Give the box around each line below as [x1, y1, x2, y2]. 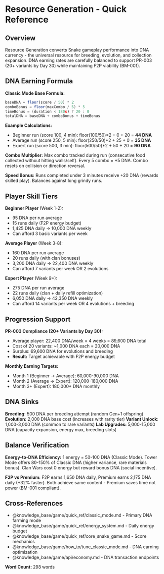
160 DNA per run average [12, 250, 64, 256]
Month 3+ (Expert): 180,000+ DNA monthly [12, 383, 100, 389]
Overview [5, 34, 36, 42]
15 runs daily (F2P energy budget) [12, 220, 82, 226]
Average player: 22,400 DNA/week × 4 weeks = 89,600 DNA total [12, 338, 147, 344]
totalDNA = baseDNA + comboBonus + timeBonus [5, 114, 100, 118]
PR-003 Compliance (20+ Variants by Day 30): [5, 328, 103, 334]
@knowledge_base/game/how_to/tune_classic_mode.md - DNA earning [12, 544, 159, 550]
